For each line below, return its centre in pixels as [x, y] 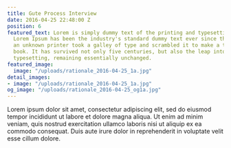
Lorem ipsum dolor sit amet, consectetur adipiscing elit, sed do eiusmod [109, 110]
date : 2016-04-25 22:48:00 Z [49, 20]
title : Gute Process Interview [52, 13]
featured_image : [30, 64]
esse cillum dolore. [34, 138]
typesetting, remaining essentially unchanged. [83, 58]
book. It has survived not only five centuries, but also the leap [112, 52]
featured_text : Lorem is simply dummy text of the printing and [101, 33]
